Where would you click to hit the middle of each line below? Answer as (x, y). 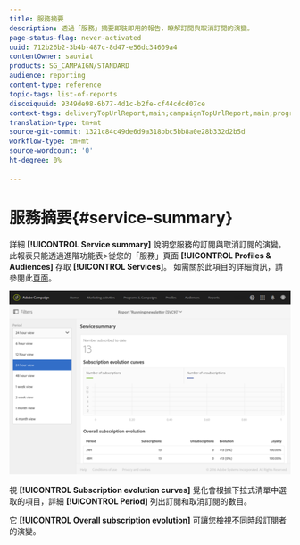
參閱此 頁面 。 (33, 278)
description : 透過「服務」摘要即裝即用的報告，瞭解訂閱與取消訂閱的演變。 (132, 28)
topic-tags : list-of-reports (63, 94)
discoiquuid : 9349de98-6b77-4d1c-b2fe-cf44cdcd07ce (107, 104)
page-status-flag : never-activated (75, 38)
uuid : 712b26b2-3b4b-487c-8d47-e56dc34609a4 (93, 47)
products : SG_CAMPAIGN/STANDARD (69, 66)
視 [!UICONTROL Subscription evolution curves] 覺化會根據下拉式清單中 (144, 490)
